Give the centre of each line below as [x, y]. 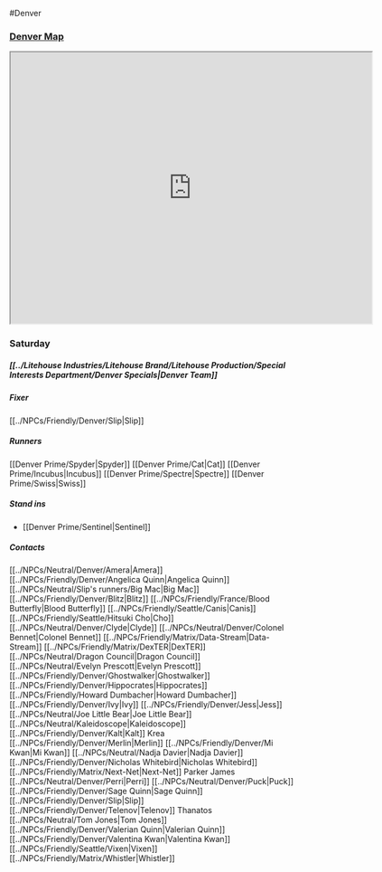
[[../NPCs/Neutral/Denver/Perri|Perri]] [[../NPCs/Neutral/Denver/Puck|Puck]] [152, 782]
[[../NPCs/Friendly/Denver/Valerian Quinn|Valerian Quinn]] [117, 829]
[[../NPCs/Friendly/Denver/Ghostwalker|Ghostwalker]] [110, 676]
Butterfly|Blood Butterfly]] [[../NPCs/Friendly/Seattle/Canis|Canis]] [133, 609]
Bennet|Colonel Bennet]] [56, 638]
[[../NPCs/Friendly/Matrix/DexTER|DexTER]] [125, 647]
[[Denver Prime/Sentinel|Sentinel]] [86, 526]
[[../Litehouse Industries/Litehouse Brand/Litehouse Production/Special [148, 365]
